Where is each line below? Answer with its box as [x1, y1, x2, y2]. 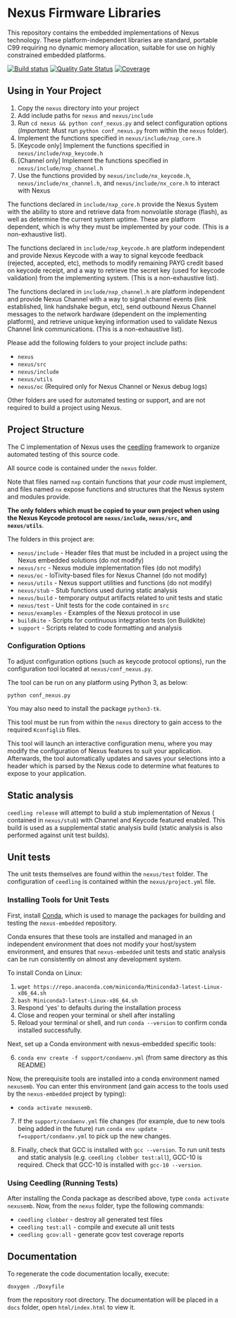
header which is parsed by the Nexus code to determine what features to [7, 761, 220, 770]
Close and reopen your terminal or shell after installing [17, 1011, 175, 1019]
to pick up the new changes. [89, 1132, 171, 1140]
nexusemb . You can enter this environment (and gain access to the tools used [7, 1082, 229, 1090]
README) [17, 1060, 46, 1069]
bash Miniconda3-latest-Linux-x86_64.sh [17, 997, 138, 1004]
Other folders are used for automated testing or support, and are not [7, 395, 206, 404]
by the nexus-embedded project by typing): [7, 1089, 127, 1098]
